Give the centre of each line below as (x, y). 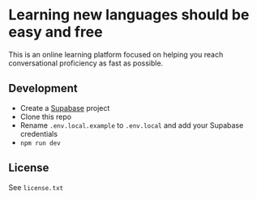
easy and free (56, 32)
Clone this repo (45, 116)
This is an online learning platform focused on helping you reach (116, 54)
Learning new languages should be (129, 15)
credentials (39, 133)
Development (43, 89)
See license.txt (36, 187)
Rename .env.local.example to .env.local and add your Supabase (132, 125)
